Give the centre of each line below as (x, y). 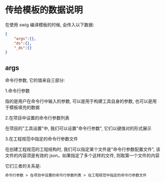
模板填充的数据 (24, 108)
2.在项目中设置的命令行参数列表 (37, 118)
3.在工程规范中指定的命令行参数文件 (42, 139)
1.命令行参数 (17, 91)
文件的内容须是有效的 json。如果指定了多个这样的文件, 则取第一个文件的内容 (82, 155)
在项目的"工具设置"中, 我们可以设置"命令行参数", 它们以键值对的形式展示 (78, 128)
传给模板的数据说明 (44, 10)
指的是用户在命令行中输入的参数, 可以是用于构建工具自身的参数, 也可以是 (79, 101)
